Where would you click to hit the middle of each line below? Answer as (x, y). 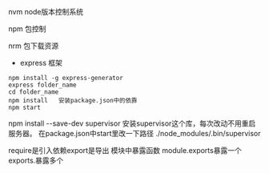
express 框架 (41, 63)
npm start (25, 107)
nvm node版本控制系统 (46, 12)
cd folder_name (34, 92)
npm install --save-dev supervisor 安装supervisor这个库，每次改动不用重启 (132, 123)
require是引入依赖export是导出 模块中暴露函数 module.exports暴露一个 (125, 150)
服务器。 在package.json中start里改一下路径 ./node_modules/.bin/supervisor (134, 133)
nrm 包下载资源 (33, 46)
